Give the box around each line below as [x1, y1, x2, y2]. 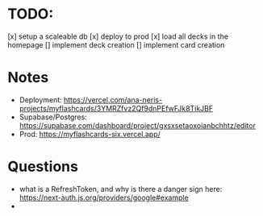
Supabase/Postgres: [19, 112, 88, 122]
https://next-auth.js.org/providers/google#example [19, 193, 189, 202]
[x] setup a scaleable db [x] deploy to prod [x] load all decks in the [7, 31, 229, 41]
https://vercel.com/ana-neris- [63, 94, 163, 105]
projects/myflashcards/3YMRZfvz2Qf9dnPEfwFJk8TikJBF [19, 103, 214, 113]
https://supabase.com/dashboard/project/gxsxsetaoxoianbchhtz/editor [19, 120, 256, 130]
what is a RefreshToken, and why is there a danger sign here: [19, 184, 223, 193]
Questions [7, 158, 78, 176]
